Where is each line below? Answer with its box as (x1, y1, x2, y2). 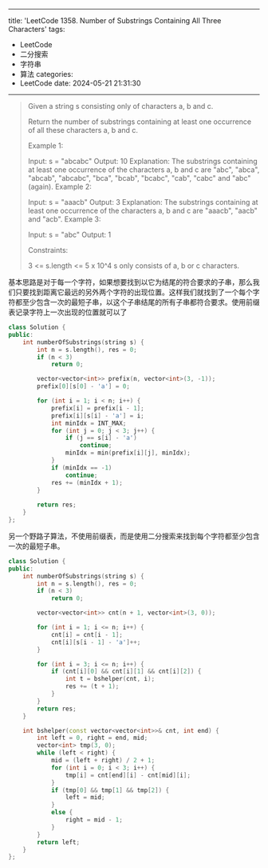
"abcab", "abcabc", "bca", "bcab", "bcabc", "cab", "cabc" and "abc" (27, 174, 251, 182)
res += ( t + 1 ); (65, 682, 120, 690)
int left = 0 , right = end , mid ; (37, 734, 148, 742)
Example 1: (27, 141, 64, 150)
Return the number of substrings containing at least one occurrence (27, 117, 252, 126)
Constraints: (27, 246, 69, 254)
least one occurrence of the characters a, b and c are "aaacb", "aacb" (27, 206, 258, 215)
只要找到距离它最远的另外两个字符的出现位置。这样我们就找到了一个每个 (14, 287, 253, 297)
